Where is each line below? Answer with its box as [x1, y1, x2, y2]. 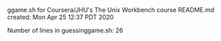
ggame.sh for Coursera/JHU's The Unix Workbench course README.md [7, 6, 215, 14]
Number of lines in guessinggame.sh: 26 [7, 27, 124, 34]
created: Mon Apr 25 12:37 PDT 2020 [7, 13, 114, 21]
